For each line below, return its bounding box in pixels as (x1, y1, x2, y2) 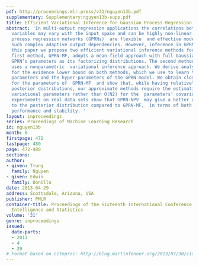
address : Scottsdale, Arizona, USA (6, 190, 94, 196)
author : (6, 158, 25, 164)
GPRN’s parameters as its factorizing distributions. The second (11, 58, 176, 64)
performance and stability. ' (11, 108, 86, 114)
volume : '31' (6, 213, 38, 219)
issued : (6, 223, 25, 229)
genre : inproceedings (6, 218, 60, 224)
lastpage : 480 (6, 140, 41, 147)
